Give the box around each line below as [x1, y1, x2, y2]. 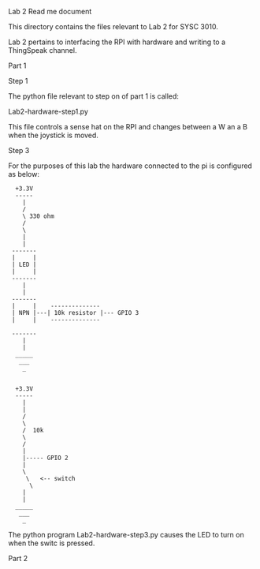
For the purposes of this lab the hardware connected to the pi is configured [8, 161, 252, 170]
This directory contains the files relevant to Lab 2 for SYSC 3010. [8, 22, 219, 31]
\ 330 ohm [22, 212, 55, 220]
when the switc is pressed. [8, 538, 95, 548]
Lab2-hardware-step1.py [8, 107, 89, 116]
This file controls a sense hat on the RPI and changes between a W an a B [8, 122, 248, 131]
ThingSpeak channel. [8, 46, 77, 54]
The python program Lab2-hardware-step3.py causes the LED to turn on [8, 530, 244, 539]
